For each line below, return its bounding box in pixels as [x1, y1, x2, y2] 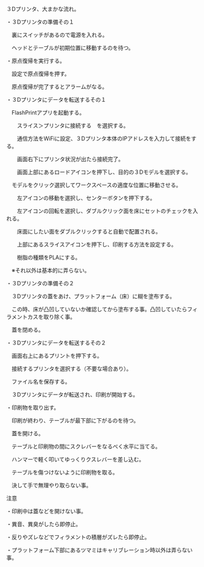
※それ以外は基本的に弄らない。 [11, 267, 90, 274]
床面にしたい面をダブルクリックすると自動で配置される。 [16, 228, 161, 235]
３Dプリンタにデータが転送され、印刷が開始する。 [11, 391, 139, 398]
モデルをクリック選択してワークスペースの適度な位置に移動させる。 [11, 182, 181, 188]
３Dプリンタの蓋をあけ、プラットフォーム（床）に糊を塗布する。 [11, 293, 175, 300]
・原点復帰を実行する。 [6, 57, 65, 64]
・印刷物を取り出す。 [6, 404, 60, 411]
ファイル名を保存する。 [11, 378, 71, 385]
